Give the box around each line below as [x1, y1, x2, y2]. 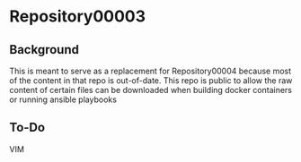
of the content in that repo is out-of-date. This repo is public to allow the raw [9, 75, 293, 86]
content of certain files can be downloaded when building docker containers [9, 85, 292, 95]
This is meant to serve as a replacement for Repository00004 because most [9, 65, 292, 76]
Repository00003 [9, 6, 146, 27]
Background [9, 42, 79, 57]
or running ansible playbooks [9, 94, 117, 105]
